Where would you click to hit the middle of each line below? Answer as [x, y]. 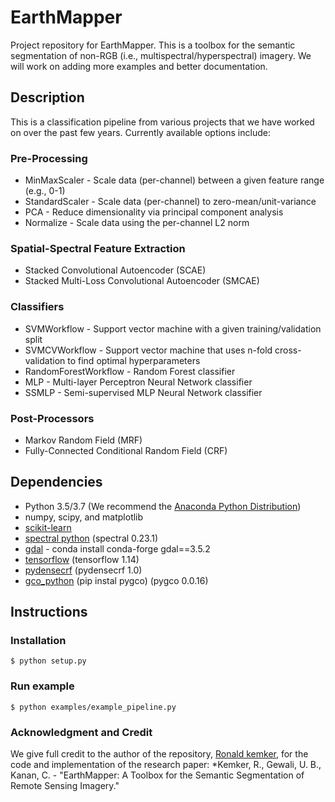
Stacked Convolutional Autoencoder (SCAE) [115, 270]
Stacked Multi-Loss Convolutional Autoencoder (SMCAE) [142, 281]
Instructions [49, 612]
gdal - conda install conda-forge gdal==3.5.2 [117, 548]
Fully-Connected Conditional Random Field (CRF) [126, 450]
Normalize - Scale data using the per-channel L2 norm [137, 223]
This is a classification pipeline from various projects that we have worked [162, 122]
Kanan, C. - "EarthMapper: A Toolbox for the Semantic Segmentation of [157, 775]
